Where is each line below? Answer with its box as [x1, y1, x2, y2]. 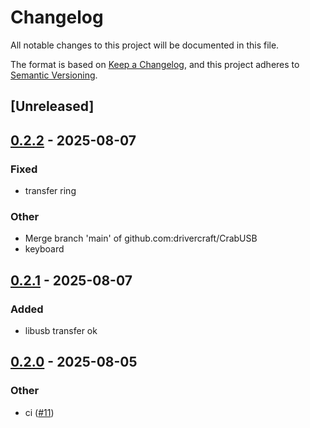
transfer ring [24, 185, 77, 197]
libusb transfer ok [24, 325, 98, 336]
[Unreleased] [10, 98, 95, 115]
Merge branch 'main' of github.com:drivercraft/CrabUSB [24, 232, 258, 245]
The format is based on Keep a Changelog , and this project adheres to [10, 58, 300, 70]
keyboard [24, 243, 65, 255]
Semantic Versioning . [10, 69, 98, 81]
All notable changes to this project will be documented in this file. [10, 39, 280, 51]
